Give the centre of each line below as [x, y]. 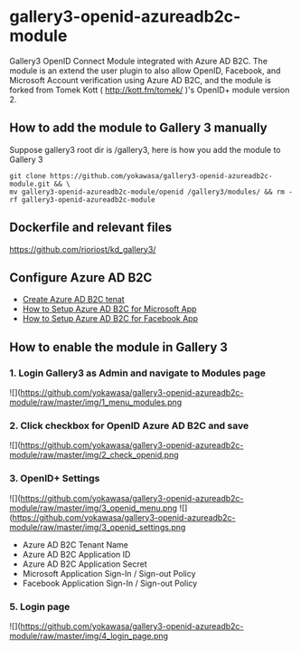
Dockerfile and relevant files [91, 228]
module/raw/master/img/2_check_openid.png [94, 455]
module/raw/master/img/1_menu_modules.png [96, 402]
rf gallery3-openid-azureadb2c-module [82, 200]
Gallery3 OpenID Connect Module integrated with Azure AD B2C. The [139, 61]
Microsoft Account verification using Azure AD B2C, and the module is [140, 80]
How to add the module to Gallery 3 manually [139, 128]
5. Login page [40, 607]
